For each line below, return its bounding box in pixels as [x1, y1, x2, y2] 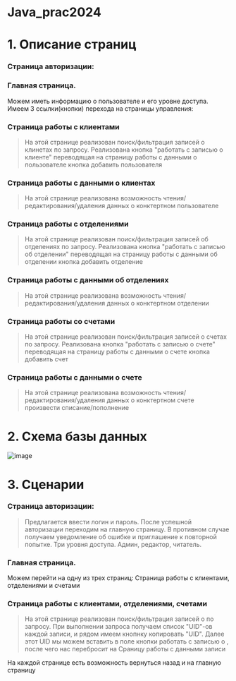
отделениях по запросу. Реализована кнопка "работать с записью [24, 243, 225, 251]
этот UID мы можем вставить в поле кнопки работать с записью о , [24, 637, 229, 646]
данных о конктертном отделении [106, 299, 209, 307]
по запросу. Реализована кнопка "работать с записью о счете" [24, 340, 216, 349]
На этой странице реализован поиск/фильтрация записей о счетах [24, 332, 228, 341]
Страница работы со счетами [7, 316, 116, 326]
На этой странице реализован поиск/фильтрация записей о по [24, 615, 214, 623]
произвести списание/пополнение [24, 404, 129, 412]
